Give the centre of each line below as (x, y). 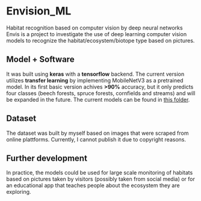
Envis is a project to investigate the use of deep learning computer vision (97, 34)
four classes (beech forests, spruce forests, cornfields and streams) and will (101, 93)
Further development (47, 158)
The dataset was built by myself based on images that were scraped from (97, 133)
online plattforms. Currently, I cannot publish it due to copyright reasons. (96, 139)
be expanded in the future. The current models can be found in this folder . (98, 99)
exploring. (19, 192)
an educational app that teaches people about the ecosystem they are (93, 185)
